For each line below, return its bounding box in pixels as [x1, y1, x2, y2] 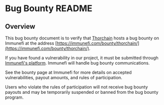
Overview [5, 22, 36, 31]
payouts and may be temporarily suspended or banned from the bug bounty [5, 89, 159, 95]
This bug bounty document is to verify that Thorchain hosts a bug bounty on [5, 35, 159, 41]
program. [5, 94, 24, 100]
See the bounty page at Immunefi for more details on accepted [5, 70, 132, 75]
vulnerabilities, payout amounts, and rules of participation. [5, 75, 122, 80]
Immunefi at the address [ [5, 40, 57, 46]
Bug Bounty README [5, 3, 93, 14]
